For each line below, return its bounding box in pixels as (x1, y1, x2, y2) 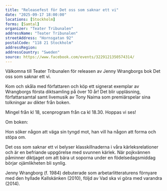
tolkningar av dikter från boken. (5, 100, 71, 106)
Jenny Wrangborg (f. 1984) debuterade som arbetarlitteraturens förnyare (5, 170, 157, 176)
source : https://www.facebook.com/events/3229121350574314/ (5, 54, 135, 60)
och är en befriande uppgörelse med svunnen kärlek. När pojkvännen (5, 150, 150, 156)
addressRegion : (5, 45, 37, 50)
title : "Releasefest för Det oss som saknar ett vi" (5, 7, 119, 13)
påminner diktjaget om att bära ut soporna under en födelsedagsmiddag (5, 155, 156, 161)
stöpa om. (5, 134, 26, 140)
